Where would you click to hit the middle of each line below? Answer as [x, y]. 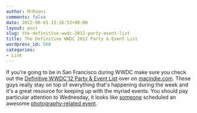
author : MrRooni [26, 11]
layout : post [22, 28]
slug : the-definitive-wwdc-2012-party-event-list [68, 34]
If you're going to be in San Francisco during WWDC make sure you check [96, 72]
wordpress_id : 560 [29, 45]
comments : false [26, 17]
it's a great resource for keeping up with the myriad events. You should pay [97, 91]
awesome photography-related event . [52, 103]
